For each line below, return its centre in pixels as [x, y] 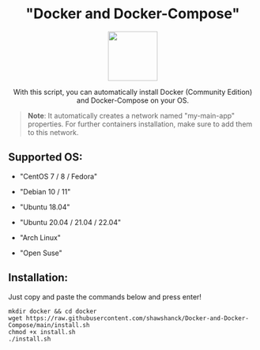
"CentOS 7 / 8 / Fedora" [58, 176]
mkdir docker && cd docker [53, 311]
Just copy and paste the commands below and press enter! [105, 296]
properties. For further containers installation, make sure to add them [140, 124]
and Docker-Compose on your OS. [133, 100]
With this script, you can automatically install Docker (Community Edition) [133, 92]
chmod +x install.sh [42, 332]
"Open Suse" [41, 253]
